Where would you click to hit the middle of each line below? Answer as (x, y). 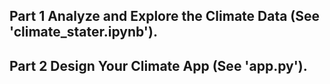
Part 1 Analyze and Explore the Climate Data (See (165, 16)
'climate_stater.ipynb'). (83, 32)
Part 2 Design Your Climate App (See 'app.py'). (158, 65)
